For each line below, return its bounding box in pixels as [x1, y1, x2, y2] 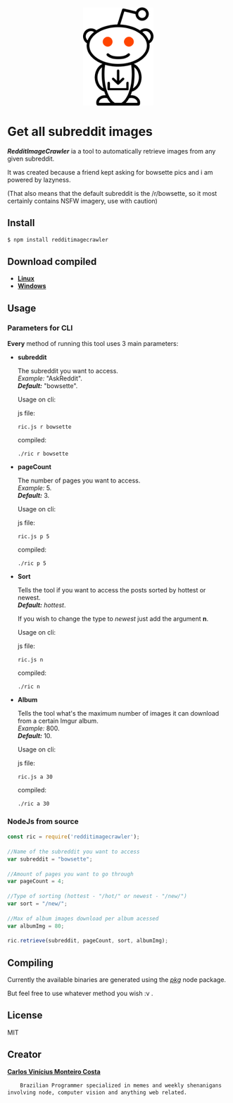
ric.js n [17, 656, 44, 663]
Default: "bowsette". [17, 381, 78, 390]
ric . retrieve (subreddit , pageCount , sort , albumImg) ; [7, 937, 169, 945]
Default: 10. [17, 731, 53, 740]
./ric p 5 [17, 559, 47, 567]
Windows [17, 282, 46, 290]
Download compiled [7, 256, 97, 268]
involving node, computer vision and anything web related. [7, 1089, 188, 1096]
